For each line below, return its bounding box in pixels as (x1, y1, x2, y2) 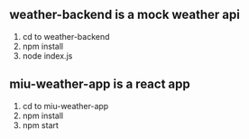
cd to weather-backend (22, 31, 110, 42)
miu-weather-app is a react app (9, 77, 191, 92)
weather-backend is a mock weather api (9, 7, 241, 23)
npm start (22, 119, 59, 130)
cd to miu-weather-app (22, 100, 109, 111)
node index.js (22, 50, 73, 61)
